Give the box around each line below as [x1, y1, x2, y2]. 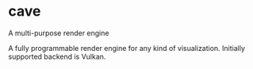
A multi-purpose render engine [8, 28, 109, 38]
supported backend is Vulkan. [8, 52, 106, 61]
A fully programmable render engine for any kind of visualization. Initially [8, 43, 246, 53]
